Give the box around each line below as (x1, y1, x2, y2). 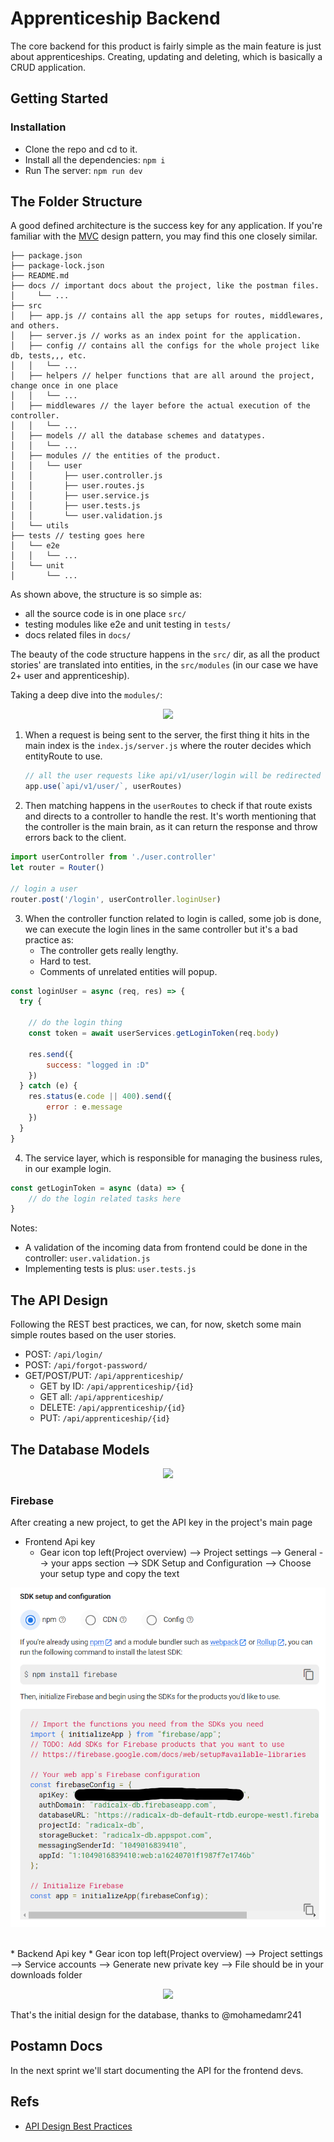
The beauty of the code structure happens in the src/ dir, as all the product (10, 648, 320, 661)
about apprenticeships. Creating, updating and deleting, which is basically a (10, 50, 323, 62)
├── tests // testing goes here (10, 531, 145, 541)
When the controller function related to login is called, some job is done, (24, 912, 322, 924)
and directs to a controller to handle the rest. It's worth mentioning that (24, 810, 317, 822)
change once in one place (10, 381, 118, 391)
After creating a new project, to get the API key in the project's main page (10, 1517, 313, 1529)
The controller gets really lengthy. (39, 944, 179, 956)
